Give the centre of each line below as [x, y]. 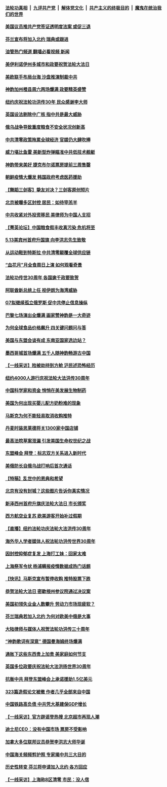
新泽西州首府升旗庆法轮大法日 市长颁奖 [46, 503]
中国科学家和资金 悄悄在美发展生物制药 [46, 390]
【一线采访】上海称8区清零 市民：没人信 [47, 779]
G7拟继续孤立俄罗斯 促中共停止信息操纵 [46, 303]
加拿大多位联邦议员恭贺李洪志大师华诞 [45, 742]
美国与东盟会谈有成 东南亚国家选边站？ [46, 340]
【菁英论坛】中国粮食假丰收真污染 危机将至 [50, 227]
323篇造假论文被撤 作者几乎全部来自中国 [48, 692]
